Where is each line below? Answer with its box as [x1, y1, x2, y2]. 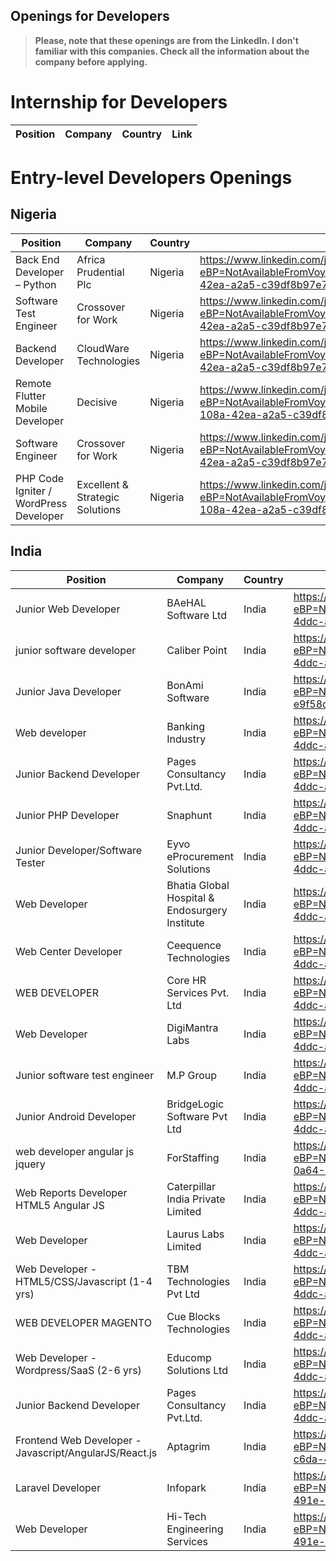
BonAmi [166, 678, 204, 692]
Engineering [166, 1522, 224, 1536]
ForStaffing [166, 1150, 220, 1164]
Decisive [76, 395, 118, 409]
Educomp [166, 1350, 212, 1364]
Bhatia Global [166, 878, 230, 892]
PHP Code [15, 471, 65, 485]
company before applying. [34, 55, 148, 68]
